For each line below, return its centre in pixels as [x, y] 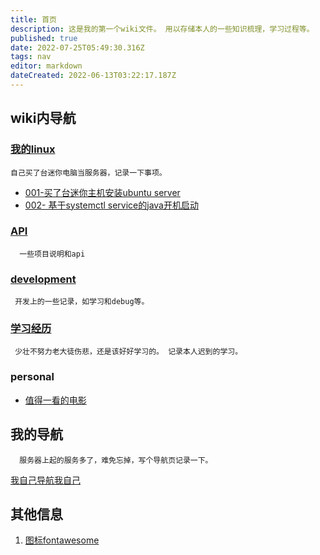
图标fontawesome [62, 540]
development [43, 279]
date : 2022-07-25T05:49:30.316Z [77, 47]
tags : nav [31, 57]
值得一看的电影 [55, 400]
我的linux [33, 149]
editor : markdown [46, 66]
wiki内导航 [43, 118]
